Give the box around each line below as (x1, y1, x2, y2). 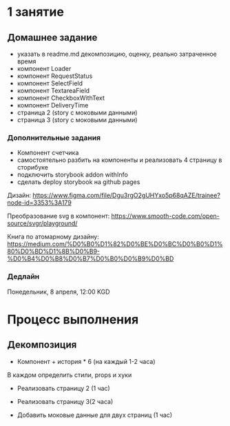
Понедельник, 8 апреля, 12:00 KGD (7, 287, 110, 296)
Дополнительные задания (7, 132, 101, 142)
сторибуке (17, 163, 48, 172)
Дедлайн (7, 272, 40, 281)
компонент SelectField (17, 79, 83, 87)
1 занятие (7, 4, 64, 20)
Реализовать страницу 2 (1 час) (17, 384, 110, 392)
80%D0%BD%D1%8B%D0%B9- (7, 247, 101, 256)
